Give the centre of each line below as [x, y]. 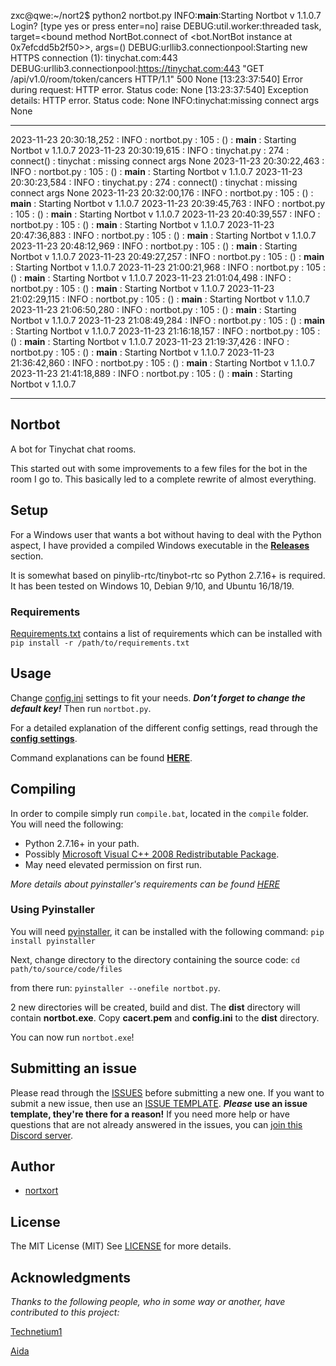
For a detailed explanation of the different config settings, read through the [164, 727]
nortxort [41, 1191]
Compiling [43, 789]
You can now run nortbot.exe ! [72, 1037]
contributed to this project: [65, 1312]
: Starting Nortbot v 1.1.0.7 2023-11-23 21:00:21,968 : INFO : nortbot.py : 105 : [168, 267]
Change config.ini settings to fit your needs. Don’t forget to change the [158, 697]
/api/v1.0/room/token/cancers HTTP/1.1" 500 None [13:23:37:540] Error [156, 79]
